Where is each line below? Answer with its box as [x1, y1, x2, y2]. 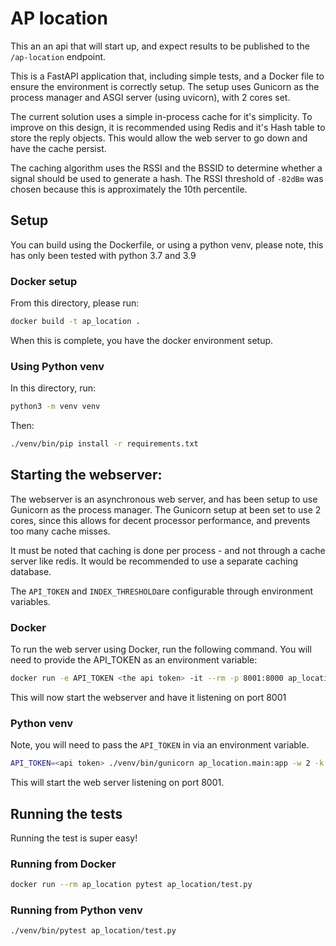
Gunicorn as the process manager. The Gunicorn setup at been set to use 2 [10, 503, 322, 516]
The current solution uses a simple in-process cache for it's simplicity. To [10, 110, 313, 122]
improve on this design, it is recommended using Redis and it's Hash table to [10, 121, 326, 133]
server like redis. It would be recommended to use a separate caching [10, 555, 299, 567]
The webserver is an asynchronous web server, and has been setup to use [10, 493, 318, 505]
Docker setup [10, 274, 78, 288]
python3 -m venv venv [10, 402, 101, 412]
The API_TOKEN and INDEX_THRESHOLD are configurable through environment [10, 585, 313, 597]
